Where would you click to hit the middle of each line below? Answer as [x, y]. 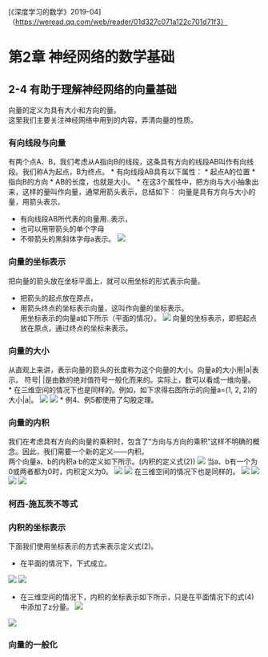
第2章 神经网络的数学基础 [92, 57]
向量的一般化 [33, 645]
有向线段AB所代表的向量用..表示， [76, 219]
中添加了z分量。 [46, 607]
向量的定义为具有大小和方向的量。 [64, 110]
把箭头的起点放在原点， [58, 298]
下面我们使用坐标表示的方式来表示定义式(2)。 [83, 546]
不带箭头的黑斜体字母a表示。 [68, 239]
